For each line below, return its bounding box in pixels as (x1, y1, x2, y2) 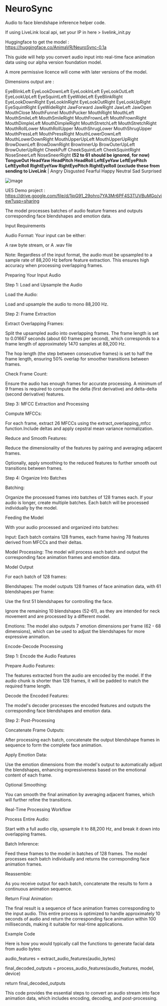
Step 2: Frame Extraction (5, 310, 56, 316)
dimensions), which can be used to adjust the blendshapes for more (5, 628, 145, 634)
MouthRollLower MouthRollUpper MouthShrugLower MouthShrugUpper (5, 125, 152, 131)
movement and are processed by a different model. (5, 613, 111, 619)
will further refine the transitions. (5, 796, 72, 802)
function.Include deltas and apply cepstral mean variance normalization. (5, 425, 154, 431)
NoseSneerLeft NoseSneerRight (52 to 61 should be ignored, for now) (5, 152, 150, 158)
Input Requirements (5, 222, 46, 228)
